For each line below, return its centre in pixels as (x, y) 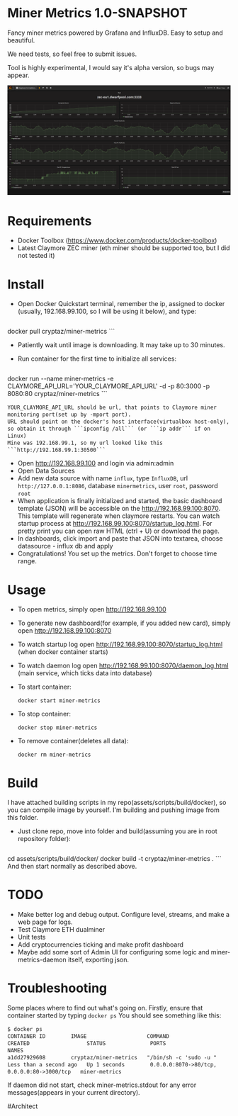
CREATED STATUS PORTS (87, 1044)
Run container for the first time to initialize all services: (97, 359)
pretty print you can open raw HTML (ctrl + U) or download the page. (118, 531)
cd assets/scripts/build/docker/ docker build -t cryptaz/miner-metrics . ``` (114, 859)
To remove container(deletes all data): (73, 741)
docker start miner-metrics (59, 701)
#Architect (23, 1106)
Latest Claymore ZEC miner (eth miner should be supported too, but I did (124, 248)
